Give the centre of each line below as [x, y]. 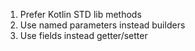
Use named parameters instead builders [102, 25]
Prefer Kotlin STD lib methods [80, 14]
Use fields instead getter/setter [83, 35]
